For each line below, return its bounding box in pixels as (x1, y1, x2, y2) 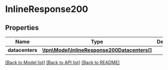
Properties (5, 23, 39, 32)
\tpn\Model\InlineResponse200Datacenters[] (42, 46, 152, 53)
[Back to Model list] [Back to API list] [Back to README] (5, 59, 120, 65)
